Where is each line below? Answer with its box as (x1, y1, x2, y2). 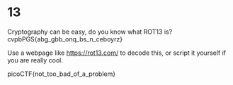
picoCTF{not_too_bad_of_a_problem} (7, 70, 115, 78)
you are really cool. (7, 55, 64, 64)
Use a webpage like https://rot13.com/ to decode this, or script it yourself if (7, 48, 227, 57)
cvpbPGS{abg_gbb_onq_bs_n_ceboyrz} (7, 34, 123, 43)
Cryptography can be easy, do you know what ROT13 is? (7, 27, 173, 36)
